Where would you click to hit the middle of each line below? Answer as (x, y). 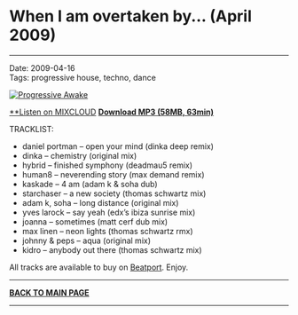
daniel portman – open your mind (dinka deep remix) (118, 146)
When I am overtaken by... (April (131, 16)
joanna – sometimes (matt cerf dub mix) (95, 221)
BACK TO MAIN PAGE (50, 292)
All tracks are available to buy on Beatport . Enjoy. (99, 267)
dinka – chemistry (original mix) (79, 155)
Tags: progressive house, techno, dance (83, 77)
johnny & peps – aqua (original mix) (86, 240)
